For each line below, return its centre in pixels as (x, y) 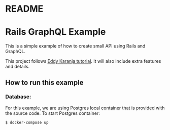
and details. (18, 67)
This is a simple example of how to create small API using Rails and (75, 46)
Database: (18, 97)
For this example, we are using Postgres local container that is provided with (85, 108)
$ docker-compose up (27, 122)
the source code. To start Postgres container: (53, 113)
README (24, 9)
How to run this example (44, 82)
